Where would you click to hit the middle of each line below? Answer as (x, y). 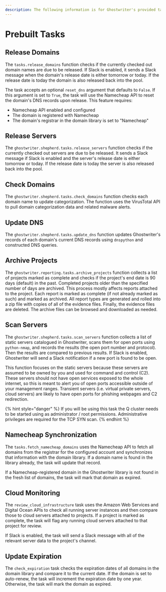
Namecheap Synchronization (51, 435)
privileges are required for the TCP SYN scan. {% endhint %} (67, 419)
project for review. (23, 526)
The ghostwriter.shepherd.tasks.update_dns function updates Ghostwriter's (83, 235)
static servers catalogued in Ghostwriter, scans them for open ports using (80, 342)
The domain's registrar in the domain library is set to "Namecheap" (81, 120)
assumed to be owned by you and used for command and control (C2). (77, 373)
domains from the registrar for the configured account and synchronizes (79, 452)
